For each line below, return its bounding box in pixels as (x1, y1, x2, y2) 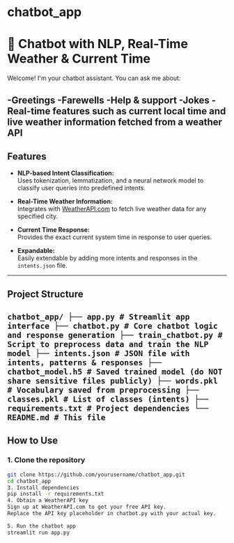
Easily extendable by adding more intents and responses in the (17, 254, 198, 262)
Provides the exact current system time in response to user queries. (17, 233, 212, 241)
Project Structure (7, 288, 84, 300)
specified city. (17, 212, 58, 220)
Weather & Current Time (7, 51, 151, 67)
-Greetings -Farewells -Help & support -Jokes (7, 94, 210, 106)
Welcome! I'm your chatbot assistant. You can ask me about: (7, 74, 181, 82)
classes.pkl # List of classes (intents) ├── (7, 395, 209, 404)
